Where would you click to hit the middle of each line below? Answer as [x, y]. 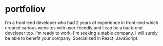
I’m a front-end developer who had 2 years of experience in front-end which [82, 23]
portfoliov [25, 9]
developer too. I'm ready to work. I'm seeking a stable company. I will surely [81, 33]
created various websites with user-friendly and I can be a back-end [74, 27]
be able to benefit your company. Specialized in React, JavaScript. [72, 38]
